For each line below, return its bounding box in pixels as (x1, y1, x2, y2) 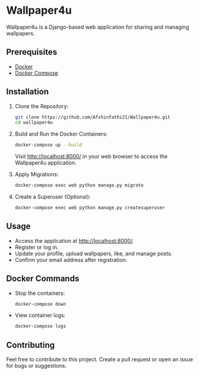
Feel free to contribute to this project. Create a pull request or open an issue (6, 356, 193, 363)
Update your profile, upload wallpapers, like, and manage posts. (14, 249, 173, 257)
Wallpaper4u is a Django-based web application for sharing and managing (6, 23, 189, 31)
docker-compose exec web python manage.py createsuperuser (14, 205, 166, 211)
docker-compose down (14, 301, 66, 307)
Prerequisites (6, 47, 57, 57)
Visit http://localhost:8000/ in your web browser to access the (14, 153, 168, 160)
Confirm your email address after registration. (14, 256, 127, 263)
